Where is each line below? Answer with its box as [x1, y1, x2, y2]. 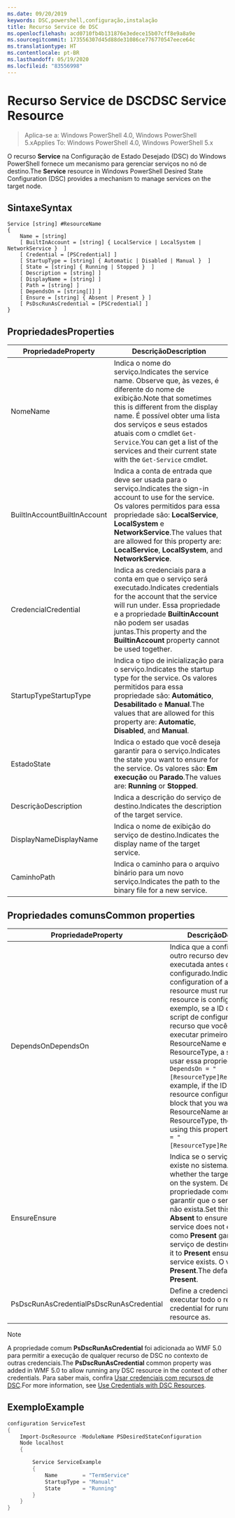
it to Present [169, 1249, 211, 1258]
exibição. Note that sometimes [113, 394, 212, 404]
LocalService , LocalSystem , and [113, 545, 223, 555]
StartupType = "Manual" [44, 1478, 114, 1485]
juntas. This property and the [113, 627, 208, 637]
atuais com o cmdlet [113, 429, 180, 439]
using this [169, 1124, 201, 1134]
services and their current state [113, 446, 217, 456]
